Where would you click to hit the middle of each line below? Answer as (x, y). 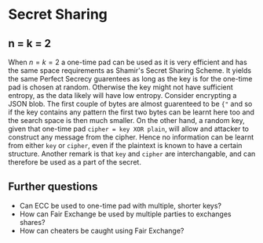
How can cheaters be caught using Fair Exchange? (102, 230)
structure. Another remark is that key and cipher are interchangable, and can (132, 154)
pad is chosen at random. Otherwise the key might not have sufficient (121, 87)
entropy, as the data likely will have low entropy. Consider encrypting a (122, 95)
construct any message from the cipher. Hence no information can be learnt (131, 137)
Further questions (53, 187)
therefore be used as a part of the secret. (75, 162)
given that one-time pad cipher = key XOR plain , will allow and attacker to (129, 129)
